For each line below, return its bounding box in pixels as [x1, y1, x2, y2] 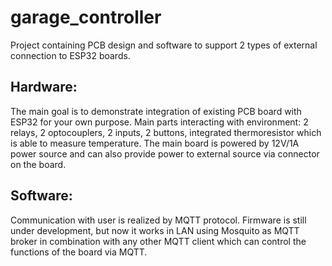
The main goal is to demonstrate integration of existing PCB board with [10, 105, 302, 117]
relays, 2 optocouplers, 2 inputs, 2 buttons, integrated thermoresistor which [10, 126, 322, 138]
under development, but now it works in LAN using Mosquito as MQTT [10, 224, 300, 236]
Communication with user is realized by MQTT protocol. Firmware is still [10, 214, 307, 226]
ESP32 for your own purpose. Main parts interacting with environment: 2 [10, 116, 309, 128]
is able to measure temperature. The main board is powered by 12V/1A [10, 137, 300, 149]
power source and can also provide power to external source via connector [10, 147, 320, 160]
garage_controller [10, 6, 162, 29]
